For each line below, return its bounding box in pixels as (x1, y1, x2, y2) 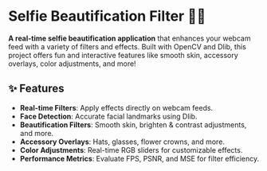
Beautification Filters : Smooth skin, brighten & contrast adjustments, (19, 119, 247, 130)
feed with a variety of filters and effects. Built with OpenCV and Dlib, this (8, 41, 247, 51)
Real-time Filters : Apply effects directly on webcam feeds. (19, 103, 214, 112)
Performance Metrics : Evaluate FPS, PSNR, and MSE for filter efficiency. (19, 154, 260, 163)
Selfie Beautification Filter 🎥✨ (8, 7, 206, 25)
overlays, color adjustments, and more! (8, 59, 137, 68)
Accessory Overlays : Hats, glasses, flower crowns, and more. (19, 137, 226, 146)
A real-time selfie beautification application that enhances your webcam (8, 33, 251, 43)
